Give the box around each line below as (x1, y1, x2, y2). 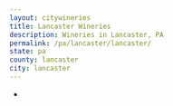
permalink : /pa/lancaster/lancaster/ (9, 38, 152, 48)
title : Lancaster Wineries (9, 22, 111, 31)
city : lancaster (9, 64, 71, 73)
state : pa (9, 47, 47, 56)
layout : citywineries (9, 13, 91, 23)
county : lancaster (9, 55, 79, 64)
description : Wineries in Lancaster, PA (9, 30, 165, 39)
